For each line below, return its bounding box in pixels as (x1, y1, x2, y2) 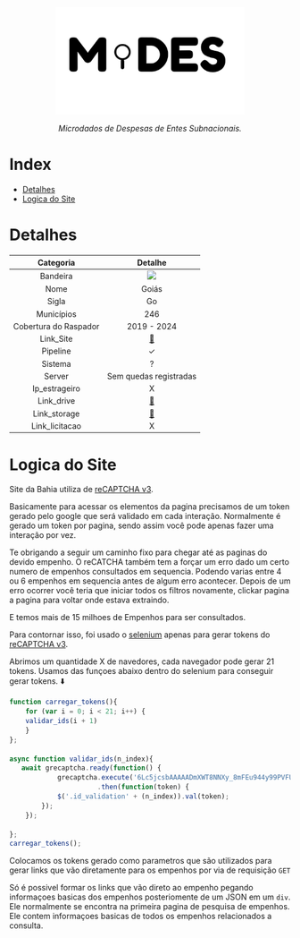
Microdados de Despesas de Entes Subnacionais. (57, 124, 243, 134)
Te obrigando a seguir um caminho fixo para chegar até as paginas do (9, 547, 268, 558)
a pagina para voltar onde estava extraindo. (9, 594, 170, 606)
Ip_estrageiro (32, 383, 80, 394)
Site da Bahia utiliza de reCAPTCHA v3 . (9, 484, 154, 495)
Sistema (41, 358, 71, 369)
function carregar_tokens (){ (9, 697, 118, 707)
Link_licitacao (30, 420, 82, 431)
